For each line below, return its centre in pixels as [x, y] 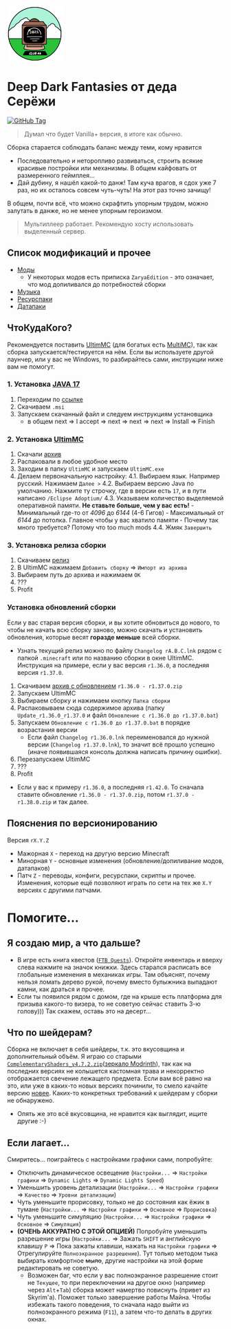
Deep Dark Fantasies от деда [92, 87]
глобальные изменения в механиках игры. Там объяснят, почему [113, 974]
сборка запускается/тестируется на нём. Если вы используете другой [111, 352]
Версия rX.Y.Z [28, 840]
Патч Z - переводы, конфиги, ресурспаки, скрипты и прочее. [106, 875]
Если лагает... [38, 1143]
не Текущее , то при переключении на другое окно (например [116, 1283]
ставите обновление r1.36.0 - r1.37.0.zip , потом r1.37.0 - [106, 794]
